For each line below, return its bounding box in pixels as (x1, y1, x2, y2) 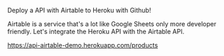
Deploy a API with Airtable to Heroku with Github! (7, 6, 151, 14)
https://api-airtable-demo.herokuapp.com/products (7, 41, 159, 49)
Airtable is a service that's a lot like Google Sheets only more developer (7, 20, 217, 28)
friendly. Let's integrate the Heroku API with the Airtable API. (7, 28, 185, 35)
